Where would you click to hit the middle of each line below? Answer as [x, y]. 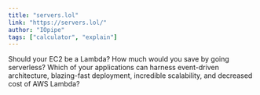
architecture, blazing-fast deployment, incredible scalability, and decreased [130, 76]
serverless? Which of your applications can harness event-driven [114, 68]
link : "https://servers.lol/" [58, 23]
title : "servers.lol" [44, 15]
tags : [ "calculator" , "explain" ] [63, 37]
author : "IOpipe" [37, 30]
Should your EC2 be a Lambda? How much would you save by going [119, 59]
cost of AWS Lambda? [44, 84]
